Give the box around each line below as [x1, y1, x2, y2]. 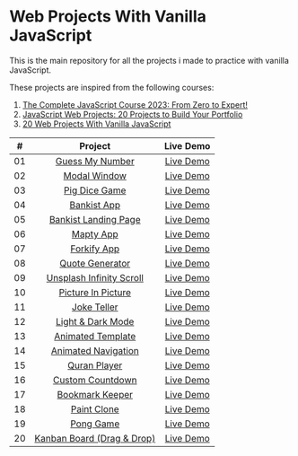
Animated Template [53, 329, 136, 342]
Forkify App [70, 242, 120, 255]
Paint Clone [70, 402, 119, 415]
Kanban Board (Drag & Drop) [34, 432, 156, 444]
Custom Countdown [52, 373, 137, 386]
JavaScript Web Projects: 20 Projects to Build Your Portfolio [22, 109, 243, 119]
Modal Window [63, 169, 127, 181]
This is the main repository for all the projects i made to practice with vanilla [9, 55, 290, 66]
